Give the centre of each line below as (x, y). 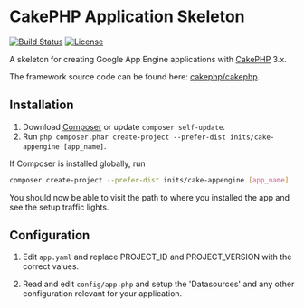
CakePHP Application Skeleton (128, 17)
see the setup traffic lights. (59, 207)
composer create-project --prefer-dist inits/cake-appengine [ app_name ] (149, 180)
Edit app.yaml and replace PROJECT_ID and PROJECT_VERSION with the (157, 257)
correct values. (51, 266)
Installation (42, 105)
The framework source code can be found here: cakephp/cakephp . (135, 76)
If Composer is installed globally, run (78, 163)
